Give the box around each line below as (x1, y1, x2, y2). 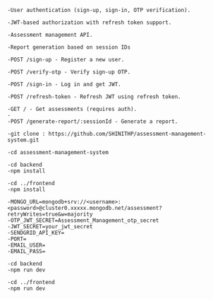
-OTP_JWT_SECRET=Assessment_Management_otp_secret (7, 217, 159, 224)
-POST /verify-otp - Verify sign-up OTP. (7, 69, 131, 76)
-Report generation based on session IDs (7, 44, 131, 51)
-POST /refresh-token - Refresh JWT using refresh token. (7, 93, 181, 100)
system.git (7, 136, 39, 143)
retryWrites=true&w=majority (7, 211, 93, 218)
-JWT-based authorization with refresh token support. (7, 19, 172, 26)
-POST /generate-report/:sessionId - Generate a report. (7, 118, 178, 125)
